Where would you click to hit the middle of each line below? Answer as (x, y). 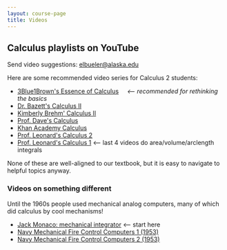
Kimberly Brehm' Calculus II (57, 113)
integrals (30, 150)
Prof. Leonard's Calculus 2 (55, 135)
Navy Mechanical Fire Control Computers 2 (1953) (88, 239)
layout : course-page (37, 13)
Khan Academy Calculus (52, 128)
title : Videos (28, 20)
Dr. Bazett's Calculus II (49, 106)
